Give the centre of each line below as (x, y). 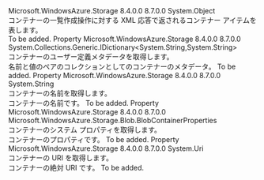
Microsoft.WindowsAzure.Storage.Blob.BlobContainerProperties (113, 120)
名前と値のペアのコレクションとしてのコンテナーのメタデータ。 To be (122, 66)
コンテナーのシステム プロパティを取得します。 (85, 129)
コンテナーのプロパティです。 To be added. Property (94, 139)
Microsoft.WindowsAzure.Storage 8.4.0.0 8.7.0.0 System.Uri (106, 148)
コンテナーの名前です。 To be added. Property (84, 103)
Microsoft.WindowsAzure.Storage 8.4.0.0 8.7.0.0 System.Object (112, 11)
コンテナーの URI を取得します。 (60, 158)
